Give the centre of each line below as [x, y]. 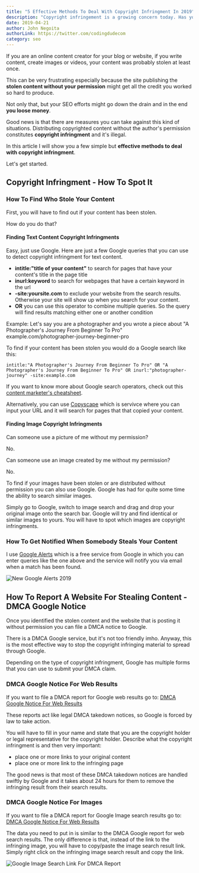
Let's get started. [27, 164]
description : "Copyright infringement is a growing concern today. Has [96, 17]
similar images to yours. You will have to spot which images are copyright [96, 520]
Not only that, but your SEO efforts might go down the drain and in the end [97, 104]
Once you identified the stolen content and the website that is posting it [93, 621]
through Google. [26, 651]
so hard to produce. [30, 93]
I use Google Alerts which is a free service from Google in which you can [95, 554]
